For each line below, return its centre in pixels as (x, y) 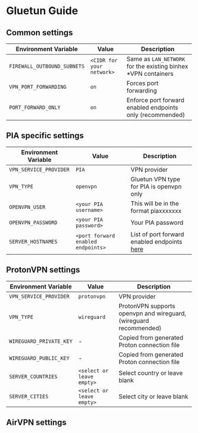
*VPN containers (150, 74)
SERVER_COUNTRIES (33, 377)
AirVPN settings (36, 423)
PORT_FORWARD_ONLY (35, 107)
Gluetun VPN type (156, 179)
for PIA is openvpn (156, 186)
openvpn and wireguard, (153, 313)
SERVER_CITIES (29, 396)
